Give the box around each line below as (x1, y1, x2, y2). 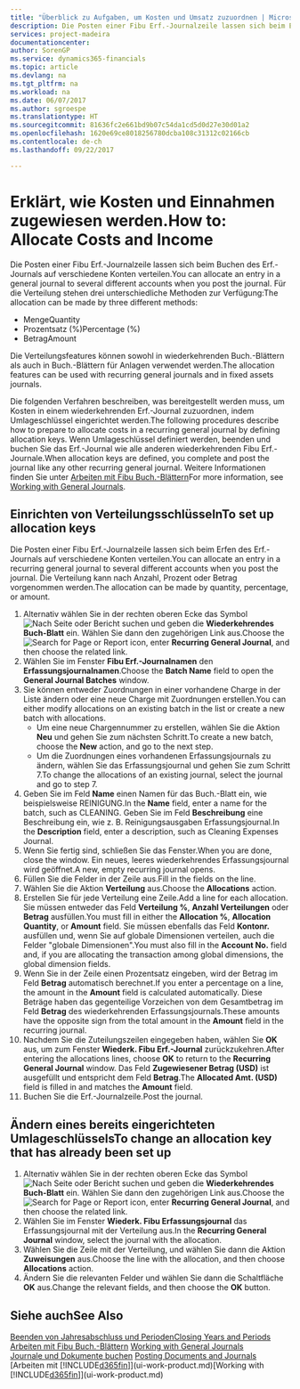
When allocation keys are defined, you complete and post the (44, 452, 270, 463)
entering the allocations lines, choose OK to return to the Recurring (22, 1053, 271, 1064)
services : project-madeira (10, 29, 110, 38)
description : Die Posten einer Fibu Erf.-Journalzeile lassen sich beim (10, 21, 286, 30)
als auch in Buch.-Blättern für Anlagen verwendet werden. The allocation (10, 360, 275, 370)
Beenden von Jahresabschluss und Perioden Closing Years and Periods (10, 1332, 271, 1342)
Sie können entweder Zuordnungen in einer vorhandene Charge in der (22, 685, 281, 695)
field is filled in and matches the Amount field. (22, 1082, 193, 1093)
